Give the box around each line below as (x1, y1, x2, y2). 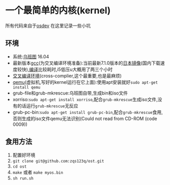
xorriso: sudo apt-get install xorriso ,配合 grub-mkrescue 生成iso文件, (12, 96, 158, 102)
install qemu (12, 85, 41, 90)
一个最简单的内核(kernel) (5, 5, 111, 16)
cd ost (12, 164, 27, 169)
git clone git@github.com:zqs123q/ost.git (12, 158, 104, 164)
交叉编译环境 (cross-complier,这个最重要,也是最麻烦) (12, 73, 122, 79)
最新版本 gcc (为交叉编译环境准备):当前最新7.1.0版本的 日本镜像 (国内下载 (12, 60, 160, 66)
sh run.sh (12, 176, 34, 181)
